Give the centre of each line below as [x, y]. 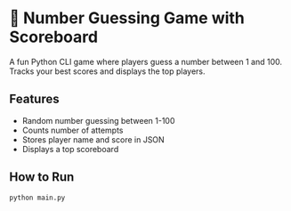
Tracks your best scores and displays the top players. [107, 71]
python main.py [37, 198]
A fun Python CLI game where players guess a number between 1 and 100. [146, 61]
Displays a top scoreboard [70, 149]
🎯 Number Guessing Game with [127, 18]
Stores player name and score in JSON [93, 139]
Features [34, 99]
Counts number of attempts [73, 130]
